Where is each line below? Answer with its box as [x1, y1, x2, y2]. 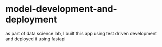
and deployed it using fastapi [5, 36, 66, 42]
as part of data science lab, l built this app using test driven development [5, 30, 157, 36]
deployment [5, 14, 57, 25]
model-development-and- [5, 3, 117, 15]
